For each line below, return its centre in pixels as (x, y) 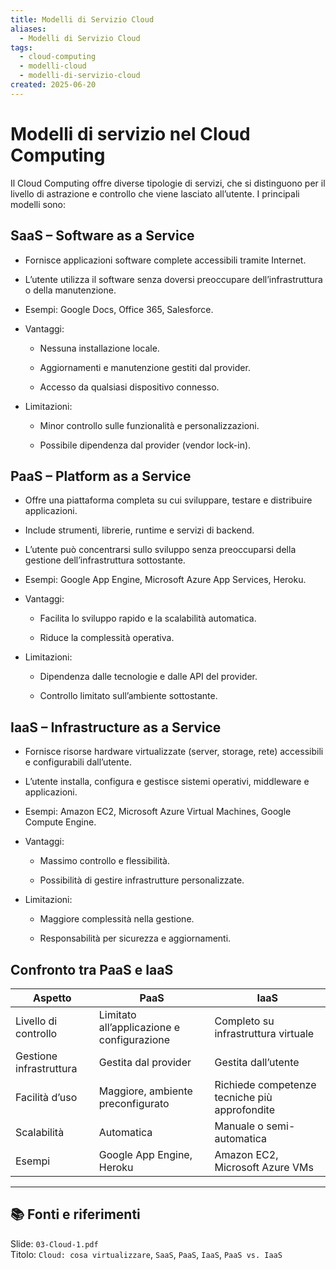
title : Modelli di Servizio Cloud (82, 19)
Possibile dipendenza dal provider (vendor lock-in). (145, 445)
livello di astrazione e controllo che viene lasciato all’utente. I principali (155, 193)
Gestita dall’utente (257, 1062)
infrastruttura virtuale (264, 1033)
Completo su (244, 1021)
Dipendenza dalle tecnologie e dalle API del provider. (148, 677)
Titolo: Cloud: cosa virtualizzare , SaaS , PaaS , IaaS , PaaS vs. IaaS (146, 1254)
